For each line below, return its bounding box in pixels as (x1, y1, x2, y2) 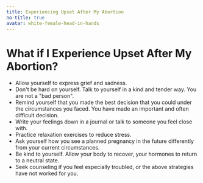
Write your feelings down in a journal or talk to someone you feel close (15, 118, 193, 125)
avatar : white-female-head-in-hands (6, 20, 99, 26)
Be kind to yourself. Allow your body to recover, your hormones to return (15, 150, 198, 158)
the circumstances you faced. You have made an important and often (15, 105, 189, 112)
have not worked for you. (15, 170, 79, 177)
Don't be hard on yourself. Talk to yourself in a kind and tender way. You (15, 86, 197, 93)
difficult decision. (15, 112, 59, 119)
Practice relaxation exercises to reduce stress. (15, 131, 132, 139)
